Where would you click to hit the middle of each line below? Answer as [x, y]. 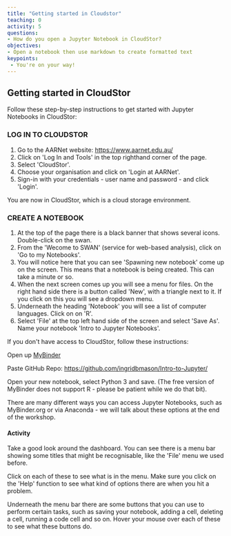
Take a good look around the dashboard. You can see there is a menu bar [111, 448]
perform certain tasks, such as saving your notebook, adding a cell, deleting [115, 512]
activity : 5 [24, 26]
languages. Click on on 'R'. [55, 314]
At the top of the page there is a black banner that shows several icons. [119, 233]
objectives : [24, 46]
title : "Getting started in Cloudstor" [64, 13]
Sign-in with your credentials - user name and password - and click [113, 179]
